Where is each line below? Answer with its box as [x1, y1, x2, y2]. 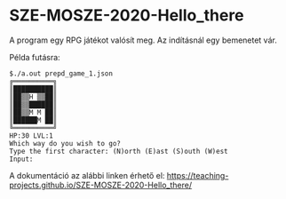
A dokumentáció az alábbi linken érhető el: [9, 170, 165, 180]
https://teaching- [166, 170, 229, 180]
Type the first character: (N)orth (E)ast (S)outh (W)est [9, 147, 228, 155]
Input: [9, 155, 34, 163]
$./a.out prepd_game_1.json [9, 68, 114, 78]
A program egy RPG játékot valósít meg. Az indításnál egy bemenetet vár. [9, 35, 277, 45]
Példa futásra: [9, 52, 60, 62]
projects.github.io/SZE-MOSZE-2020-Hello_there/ [9, 179, 193, 190]
